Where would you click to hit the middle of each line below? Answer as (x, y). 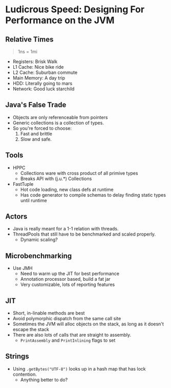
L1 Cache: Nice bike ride (38, 67)
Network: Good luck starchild (44, 89)
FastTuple (23, 184)
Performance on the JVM (60, 20)
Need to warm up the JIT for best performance (70, 274)
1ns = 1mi (27, 52)
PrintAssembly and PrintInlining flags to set (68, 340)
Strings (17, 356)
